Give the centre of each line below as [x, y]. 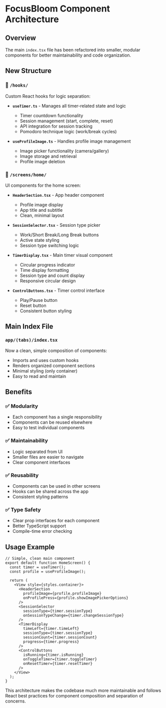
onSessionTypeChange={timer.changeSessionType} [73, 616]
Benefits [19, 392]
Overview [21, 38]
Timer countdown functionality [51, 115]
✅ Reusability [22, 475]
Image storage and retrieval [48, 156]
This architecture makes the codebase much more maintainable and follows [83, 690]
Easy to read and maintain [39, 376]
